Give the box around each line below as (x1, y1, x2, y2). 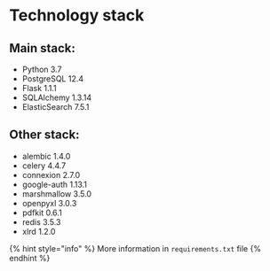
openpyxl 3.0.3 (21, 197, 77, 208)
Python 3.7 (21, 64, 62, 74)
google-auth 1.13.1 (21, 179, 87, 190)
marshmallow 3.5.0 (21, 188, 91, 199)
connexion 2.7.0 (21, 169, 81, 180)
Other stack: (9, 128, 80, 143)
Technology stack (9, 5, 145, 26)
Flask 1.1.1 (21, 83, 58, 93)
